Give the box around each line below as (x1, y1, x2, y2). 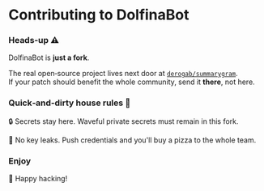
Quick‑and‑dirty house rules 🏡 (8, 97, 131, 108)
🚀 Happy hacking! (8, 174, 68, 184)
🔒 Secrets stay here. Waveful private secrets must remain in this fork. (8, 116, 239, 126)
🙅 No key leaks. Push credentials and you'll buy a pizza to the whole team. (8, 135, 257, 145)
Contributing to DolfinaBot (8, 6, 189, 24)
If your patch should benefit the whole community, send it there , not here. (8, 77, 255, 87)
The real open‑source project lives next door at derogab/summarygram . (8, 69, 239, 79)
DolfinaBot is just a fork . (8, 53, 90, 62)
